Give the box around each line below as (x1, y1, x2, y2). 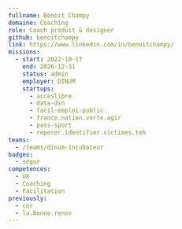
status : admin (22, 70, 69, 78)
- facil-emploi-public (28, 107, 104, 115)
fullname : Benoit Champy (8, 11, 90, 20)
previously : (8, 194, 47, 202)
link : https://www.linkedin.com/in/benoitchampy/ (8, 41, 175, 49)
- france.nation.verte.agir (28, 114, 122, 122)
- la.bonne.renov (15, 209, 72, 217)
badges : (8, 150, 34, 158)
